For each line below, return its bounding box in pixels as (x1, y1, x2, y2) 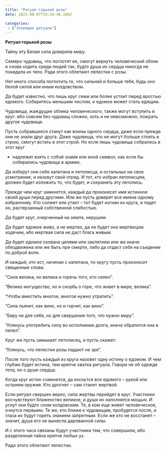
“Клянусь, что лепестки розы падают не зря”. (5, 347, 102, 353)
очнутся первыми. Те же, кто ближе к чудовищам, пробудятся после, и (5, 407, 157, 413)
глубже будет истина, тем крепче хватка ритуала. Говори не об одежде (5, 362, 158, 368)
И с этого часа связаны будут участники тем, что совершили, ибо (5, 428, 145, 434)
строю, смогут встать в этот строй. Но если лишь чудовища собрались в (5, 139, 161, 145)
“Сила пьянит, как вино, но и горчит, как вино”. (5, 303, 105, 309)
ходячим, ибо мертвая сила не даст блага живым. (5, 229, 112, 235)
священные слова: (5, 264, 45, 271)
